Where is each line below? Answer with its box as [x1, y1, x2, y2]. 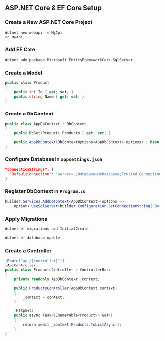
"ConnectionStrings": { [5, 167, 54, 172]
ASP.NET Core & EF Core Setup [5, 4, 102, 12]
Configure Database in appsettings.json [5, 155, 102, 162]
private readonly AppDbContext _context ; [14, 276, 100, 282]
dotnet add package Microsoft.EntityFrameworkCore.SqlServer [5, 57, 133, 62]
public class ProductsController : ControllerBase [5, 267, 111, 273]
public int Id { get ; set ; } [14, 89, 74, 94]
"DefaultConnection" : [9, 172, 54, 177]
